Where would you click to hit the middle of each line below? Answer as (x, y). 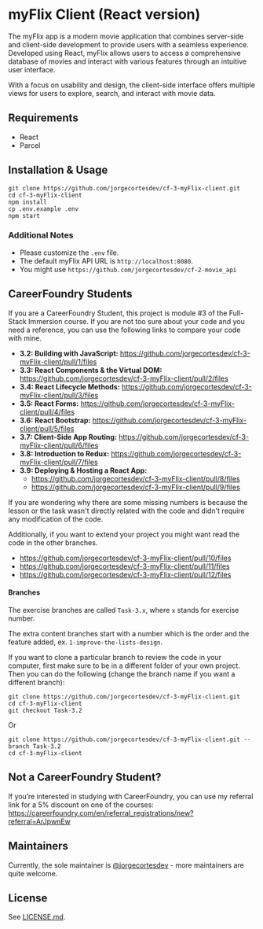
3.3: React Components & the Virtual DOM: (91, 370)
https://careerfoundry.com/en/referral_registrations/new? (101, 813)
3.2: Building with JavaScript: (69, 353)
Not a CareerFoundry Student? (85, 778)
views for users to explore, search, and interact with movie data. (112, 93)
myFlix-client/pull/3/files (59, 395)
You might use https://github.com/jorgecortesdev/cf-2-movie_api (128, 269)
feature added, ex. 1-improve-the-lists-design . (86, 642)
